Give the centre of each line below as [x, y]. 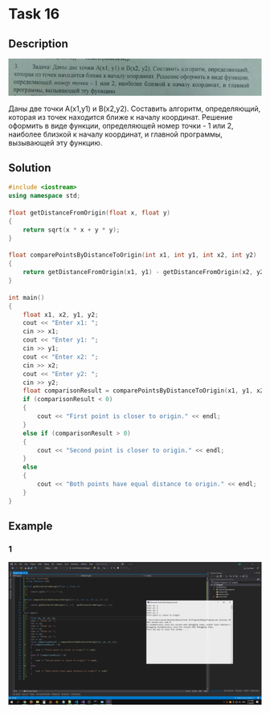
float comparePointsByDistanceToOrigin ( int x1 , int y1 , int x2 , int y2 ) [133, 255]
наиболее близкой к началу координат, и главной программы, [116, 134]
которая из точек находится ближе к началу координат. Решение [121, 117]
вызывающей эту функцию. [55, 142]
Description [38, 44]
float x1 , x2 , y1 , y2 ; [61, 314]
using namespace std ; [45, 196]
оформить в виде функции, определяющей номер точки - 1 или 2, [121, 125]
